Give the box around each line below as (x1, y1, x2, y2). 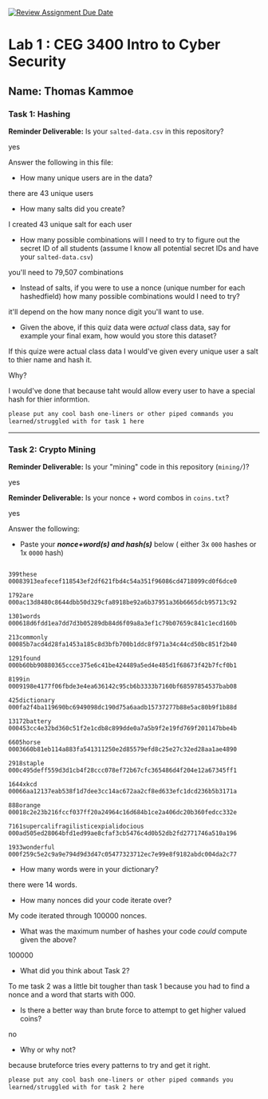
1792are (8, 591, 34, 599)
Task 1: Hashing (8, 108, 71, 119)
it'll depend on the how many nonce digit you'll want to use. (8, 306, 204, 316)
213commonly (8, 633, 48, 641)
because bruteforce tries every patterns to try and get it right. (8, 1060, 211, 1069)
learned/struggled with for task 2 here (8, 1083, 145, 1091)
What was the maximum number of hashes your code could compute (19, 926, 247, 936)
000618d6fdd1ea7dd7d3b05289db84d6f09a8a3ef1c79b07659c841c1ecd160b (8, 619, 238, 627)
